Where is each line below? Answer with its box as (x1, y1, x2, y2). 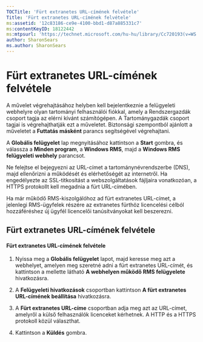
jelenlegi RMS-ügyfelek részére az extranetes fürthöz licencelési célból (6, 201, 184, 208)
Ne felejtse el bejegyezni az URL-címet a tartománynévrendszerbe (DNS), (6, 163, 190, 171)
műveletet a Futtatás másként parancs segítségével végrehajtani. (6, 127, 171, 134)
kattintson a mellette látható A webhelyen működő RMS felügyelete (15, 268, 186, 275)
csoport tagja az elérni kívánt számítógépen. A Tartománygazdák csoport (6, 114, 190, 122)
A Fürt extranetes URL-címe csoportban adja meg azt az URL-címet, (15, 304, 187, 312)
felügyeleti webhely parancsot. (6, 152, 86, 159)
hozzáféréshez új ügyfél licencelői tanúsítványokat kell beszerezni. (6, 207, 173, 215)
